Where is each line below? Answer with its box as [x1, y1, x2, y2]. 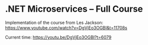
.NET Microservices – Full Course [5, 3, 143, 15]
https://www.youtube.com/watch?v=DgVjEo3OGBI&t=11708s [5, 24, 127, 30]
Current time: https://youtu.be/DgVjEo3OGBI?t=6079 [5, 34, 112, 40]
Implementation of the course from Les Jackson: [5, 20, 103, 25]
